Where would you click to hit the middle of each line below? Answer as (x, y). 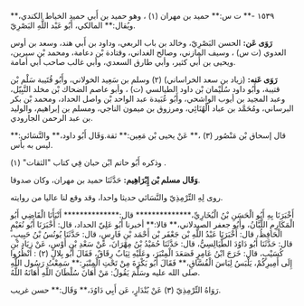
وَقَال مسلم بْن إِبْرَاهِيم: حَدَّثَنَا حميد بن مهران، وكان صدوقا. (105, 180)
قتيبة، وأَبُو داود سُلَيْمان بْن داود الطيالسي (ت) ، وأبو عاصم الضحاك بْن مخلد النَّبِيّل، (145, 89)
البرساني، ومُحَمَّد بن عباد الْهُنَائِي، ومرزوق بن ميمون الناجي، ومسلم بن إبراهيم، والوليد (152, 108)
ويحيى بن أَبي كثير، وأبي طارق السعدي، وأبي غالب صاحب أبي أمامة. (123, 62)
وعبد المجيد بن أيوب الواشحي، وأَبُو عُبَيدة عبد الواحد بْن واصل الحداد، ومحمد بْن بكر (148, 98)
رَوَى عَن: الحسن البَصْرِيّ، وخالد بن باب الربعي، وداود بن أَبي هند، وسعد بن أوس (141, 43)
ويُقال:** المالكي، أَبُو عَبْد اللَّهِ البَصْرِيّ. (73, 25)
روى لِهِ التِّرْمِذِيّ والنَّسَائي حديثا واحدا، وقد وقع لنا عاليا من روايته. (117, 197)
